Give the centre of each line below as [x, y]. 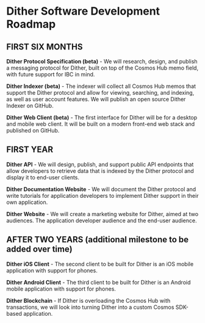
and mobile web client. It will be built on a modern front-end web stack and [101, 124]
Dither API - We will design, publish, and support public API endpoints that [100, 164]
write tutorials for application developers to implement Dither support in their [103, 195]
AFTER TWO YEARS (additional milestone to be [98, 240]
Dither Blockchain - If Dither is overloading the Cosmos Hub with [88, 300]
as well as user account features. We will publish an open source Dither [96, 99]
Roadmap [31, 24]
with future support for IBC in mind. [51, 74]
